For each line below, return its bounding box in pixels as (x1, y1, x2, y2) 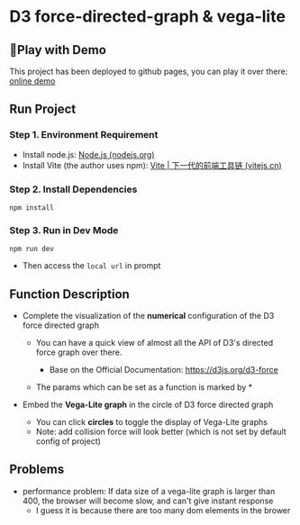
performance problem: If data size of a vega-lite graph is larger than (22, 485, 276, 496)
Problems (9, 462, 65, 477)
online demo (9, 76, 56, 86)
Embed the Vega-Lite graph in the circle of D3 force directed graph (22, 399, 274, 411)
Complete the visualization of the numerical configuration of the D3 (22, 311, 275, 321)
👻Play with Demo (9, 42, 106, 58)
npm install (9, 203, 54, 213)
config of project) (35, 436, 102, 447)
